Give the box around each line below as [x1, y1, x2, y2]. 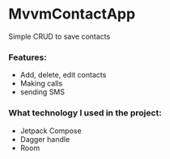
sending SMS [19, 87, 65, 97]
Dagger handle [19, 134, 70, 144]
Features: [8, 52, 47, 63]
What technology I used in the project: [8, 107, 162, 119]
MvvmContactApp [8, 5, 136, 23]
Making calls [19, 78, 63, 89]
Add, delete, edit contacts [19, 70, 107, 80]
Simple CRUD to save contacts [8, 31, 111, 41]
